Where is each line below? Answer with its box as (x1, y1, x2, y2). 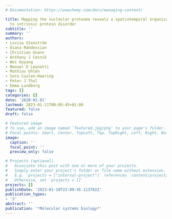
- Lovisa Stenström (5, 40, 47, 46)
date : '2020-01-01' (5, 98, 47, 103)
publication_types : (5, 192, 47, 197)
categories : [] (5, 92, 38, 98)
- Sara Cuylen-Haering (5, 74, 54, 79)
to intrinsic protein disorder (10, 21, 77, 27)
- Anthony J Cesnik (5, 55, 47, 60)
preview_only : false (10, 149, 54, 155)
